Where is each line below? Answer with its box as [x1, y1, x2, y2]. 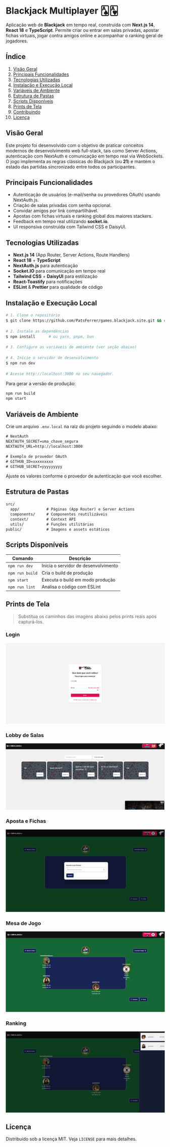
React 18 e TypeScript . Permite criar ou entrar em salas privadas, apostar [6, 27, 159, 33]
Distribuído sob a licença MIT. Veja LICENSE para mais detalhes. [6, 1136, 137, 1142]
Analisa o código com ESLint [41, 584, 101, 590]
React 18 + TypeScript [13, 257, 61, 264]
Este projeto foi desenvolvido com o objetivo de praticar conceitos [6, 142, 144, 148]
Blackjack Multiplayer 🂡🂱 [6, 5, 119, 17]
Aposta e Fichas [6, 818, 46, 825]
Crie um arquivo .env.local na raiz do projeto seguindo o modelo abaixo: [6, 424, 158, 430]
